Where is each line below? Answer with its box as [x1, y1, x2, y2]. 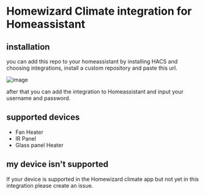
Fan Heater [15, 128, 44, 136]
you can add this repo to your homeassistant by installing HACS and [6, 58, 178, 65]
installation [6, 42, 50, 52]
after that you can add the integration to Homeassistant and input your [6, 88, 184, 95]
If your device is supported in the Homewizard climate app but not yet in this [6, 175, 199, 183]
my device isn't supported [6, 159, 109, 169]
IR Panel [15, 134, 37, 142]
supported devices [6, 112, 80, 123]
